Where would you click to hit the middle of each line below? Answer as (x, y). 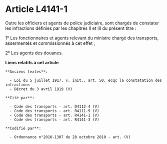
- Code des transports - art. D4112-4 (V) (54, 106)
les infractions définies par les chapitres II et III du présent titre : (71, 28)
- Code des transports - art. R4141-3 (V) (54, 120)
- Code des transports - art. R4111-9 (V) (54, 111)
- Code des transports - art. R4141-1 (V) (54, 115)
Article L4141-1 (36, 9)
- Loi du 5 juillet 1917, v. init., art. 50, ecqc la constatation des (86, 80)
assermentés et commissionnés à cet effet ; (50, 43)
